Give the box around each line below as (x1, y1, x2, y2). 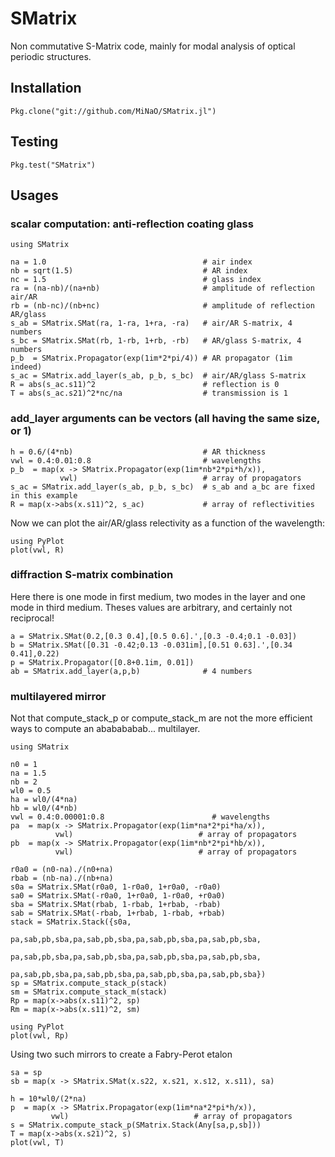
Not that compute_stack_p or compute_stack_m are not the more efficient (10, 712, 313, 724)
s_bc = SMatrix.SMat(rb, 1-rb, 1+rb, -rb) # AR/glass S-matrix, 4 (10, 336, 302, 346)
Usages (10, 187, 59, 204)
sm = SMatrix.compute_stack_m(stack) (10, 987, 168, 997)
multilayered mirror (10, 689, 107, 703)
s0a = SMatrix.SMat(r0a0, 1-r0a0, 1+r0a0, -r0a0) (10, 882, 222, 892)
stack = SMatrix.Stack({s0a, (10, 917, 132, 927)
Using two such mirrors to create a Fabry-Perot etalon (10, 1048, 233, 1061)
